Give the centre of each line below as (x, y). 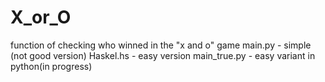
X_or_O (41, 17)
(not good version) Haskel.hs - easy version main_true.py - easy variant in (163, 55)
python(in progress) (51, 66)
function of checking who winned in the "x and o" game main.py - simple (161, 45)
